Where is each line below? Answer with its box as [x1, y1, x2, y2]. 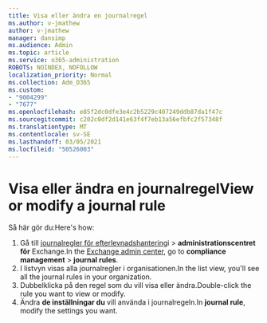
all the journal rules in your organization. [19, 272, 152, 282]
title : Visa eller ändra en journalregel [8, 11, 148, 20]
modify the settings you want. [19, 306, 118, 316]
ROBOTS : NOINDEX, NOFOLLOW [8, 64, 98, 72]
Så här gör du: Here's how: [8, 223, 95, 232]
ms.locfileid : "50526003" [8, 145, 94, 153]
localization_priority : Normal [8, 71, 112, 79]
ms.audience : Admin [8, 41, 73, 49]
